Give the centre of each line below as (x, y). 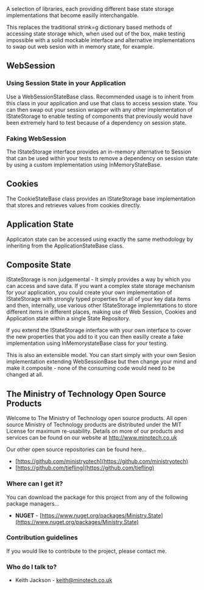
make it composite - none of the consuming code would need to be (91, 368)
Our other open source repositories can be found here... (77, 449)
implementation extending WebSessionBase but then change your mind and (101, 362)
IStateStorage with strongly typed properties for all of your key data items (98, 299)
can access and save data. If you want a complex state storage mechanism (100, 286)
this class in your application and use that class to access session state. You (102, 103)
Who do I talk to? (32, 567)
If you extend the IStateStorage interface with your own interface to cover (99, 330)
